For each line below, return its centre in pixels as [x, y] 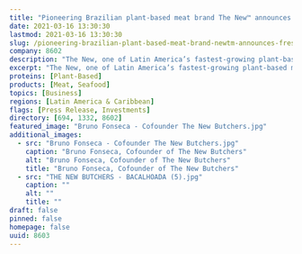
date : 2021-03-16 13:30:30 [60, 26]
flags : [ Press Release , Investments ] [80, 110]
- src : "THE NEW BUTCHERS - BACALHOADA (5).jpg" [110, 177]
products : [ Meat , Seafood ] [60, 85]
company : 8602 [36, 51]
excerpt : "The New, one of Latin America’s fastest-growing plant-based [148, 68]
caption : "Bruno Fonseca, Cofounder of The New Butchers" [136, 151]
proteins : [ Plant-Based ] [56, 77]
